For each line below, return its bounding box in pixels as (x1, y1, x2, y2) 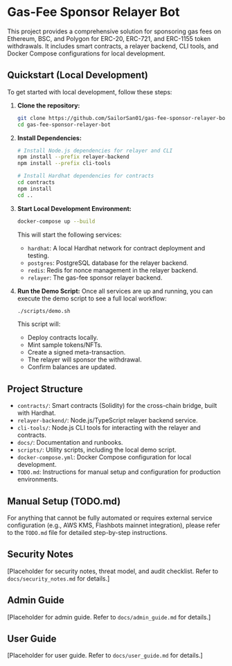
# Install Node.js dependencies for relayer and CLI (17, 147, 173, 154)
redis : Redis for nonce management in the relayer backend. (27, 266, 198, 274)
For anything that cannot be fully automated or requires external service (7, 514, 213, 522)
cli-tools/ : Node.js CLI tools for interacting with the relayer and (17, 424, 201, 432)
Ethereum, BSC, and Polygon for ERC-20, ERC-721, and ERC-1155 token (7, 34, 211, 42)
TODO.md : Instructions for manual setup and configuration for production (17, 468, 221, 476)
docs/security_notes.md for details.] (7, 574, 110, 583)
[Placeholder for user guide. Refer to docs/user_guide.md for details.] (7, 651, 203, 660)
